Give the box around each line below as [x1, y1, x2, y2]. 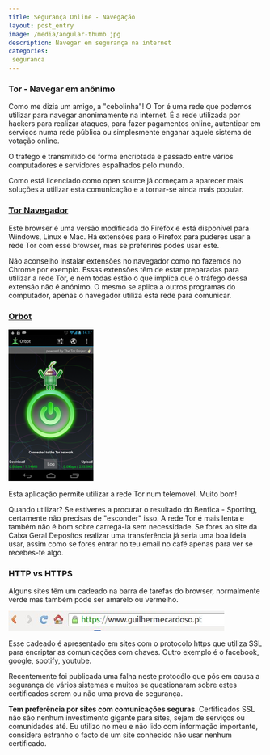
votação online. [8, 136, 60, 146]
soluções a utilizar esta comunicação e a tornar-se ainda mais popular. [8, 184, 244, 194]
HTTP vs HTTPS [8, 567, 73, 579]
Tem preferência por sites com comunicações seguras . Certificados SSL [8, 704, 255, 715]
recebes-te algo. [8, 547, 64, 557]
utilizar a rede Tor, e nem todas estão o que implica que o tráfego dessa [8, 273, 248, 283]
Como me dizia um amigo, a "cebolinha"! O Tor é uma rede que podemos [8, 102, 252, 112]
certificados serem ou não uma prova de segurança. [8, 689, 184, 698]
